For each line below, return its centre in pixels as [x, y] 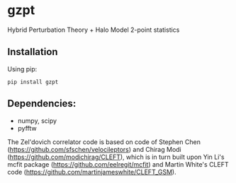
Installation [33, 52]
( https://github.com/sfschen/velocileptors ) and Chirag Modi [95, 149]
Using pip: [22, 69]
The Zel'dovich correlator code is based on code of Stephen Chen [104, 142]
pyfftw [27, 128]
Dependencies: [42, 104]
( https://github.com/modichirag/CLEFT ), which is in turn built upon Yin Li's [116, 157]
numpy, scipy [37, 120]
